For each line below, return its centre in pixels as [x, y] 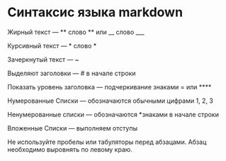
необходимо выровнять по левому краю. [70, 149]
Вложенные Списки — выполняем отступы [73, 128]
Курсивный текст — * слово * [52, 45]
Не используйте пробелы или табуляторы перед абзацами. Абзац [107, 142]
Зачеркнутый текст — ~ [43, 59]
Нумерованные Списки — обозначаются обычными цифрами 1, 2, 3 [111, 101]
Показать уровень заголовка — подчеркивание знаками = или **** [109, 87]
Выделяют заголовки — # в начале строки [72, 73]
